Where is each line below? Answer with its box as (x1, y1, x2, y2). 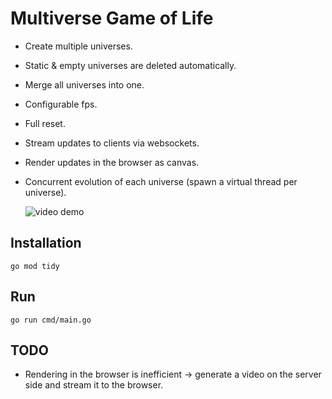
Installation (10, 235, 82, 252)
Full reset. (24, 117, 66, 129)
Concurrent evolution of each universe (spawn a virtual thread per (24, 175, 298, 187)
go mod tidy (10, 261, 60, 271)
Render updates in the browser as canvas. (24, 156, 200, 168)
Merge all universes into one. (24, 78, 145, 91)
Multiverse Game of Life (10, 7, 214, 30)
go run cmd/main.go (10, 315, 92, 325)
